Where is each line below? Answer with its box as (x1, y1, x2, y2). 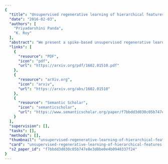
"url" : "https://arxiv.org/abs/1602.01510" (18, 86, 111, 91)
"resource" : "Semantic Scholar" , (18, 100, 88, 105)
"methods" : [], (9, 133, 41, 138)
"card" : (9, 142, 26, 147)
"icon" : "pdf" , (18, 58, 50, 63)
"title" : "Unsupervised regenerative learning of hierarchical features (9, 12, 164, 17)
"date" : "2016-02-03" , (9, 16, 57, 21)
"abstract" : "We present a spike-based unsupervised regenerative (9, 40, 151, 45)
